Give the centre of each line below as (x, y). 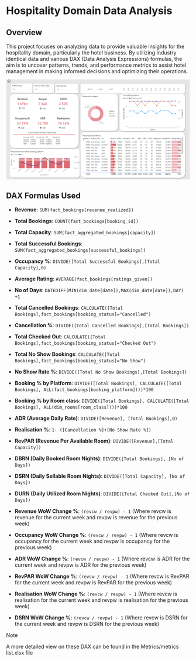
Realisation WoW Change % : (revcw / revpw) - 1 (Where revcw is (96, 594)
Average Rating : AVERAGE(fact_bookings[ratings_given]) (84, 279)
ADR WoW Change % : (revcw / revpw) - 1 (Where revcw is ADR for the (102, 559)
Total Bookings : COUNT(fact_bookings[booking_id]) (76, 221)
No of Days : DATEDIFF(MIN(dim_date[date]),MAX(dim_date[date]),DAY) (99, 290)
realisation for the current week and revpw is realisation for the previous (101, 600)
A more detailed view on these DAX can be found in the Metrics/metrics (93, 647)
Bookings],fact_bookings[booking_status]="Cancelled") (83, 314)
